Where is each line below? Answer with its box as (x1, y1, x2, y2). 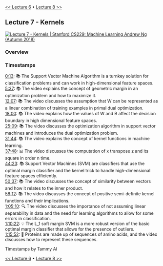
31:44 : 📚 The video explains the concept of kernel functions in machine (5, 136, 150, 142)
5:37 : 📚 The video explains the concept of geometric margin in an (5, 85, 138, 92)
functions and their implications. (5, 198, 70, 204)
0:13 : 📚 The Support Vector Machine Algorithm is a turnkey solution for (5, 73, 149, 79)
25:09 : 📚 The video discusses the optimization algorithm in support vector (5, 123, 156, 129)
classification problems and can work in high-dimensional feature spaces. (5, 80, 154, 86)
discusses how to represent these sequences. (5, 237, 98, 243)
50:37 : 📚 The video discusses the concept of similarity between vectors (5, 178, 151, 184)
